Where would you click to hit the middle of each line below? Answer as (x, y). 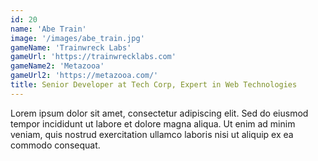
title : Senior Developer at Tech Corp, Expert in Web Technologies (154, 85)
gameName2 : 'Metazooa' (57, 66)
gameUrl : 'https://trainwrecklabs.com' (93, 57)
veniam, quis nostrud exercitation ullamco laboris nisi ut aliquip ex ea (152, 134)
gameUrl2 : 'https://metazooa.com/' (84, 76)
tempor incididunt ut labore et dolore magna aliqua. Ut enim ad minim (153, 123)
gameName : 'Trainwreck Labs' (71, 47)
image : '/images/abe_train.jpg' (77, 38)
